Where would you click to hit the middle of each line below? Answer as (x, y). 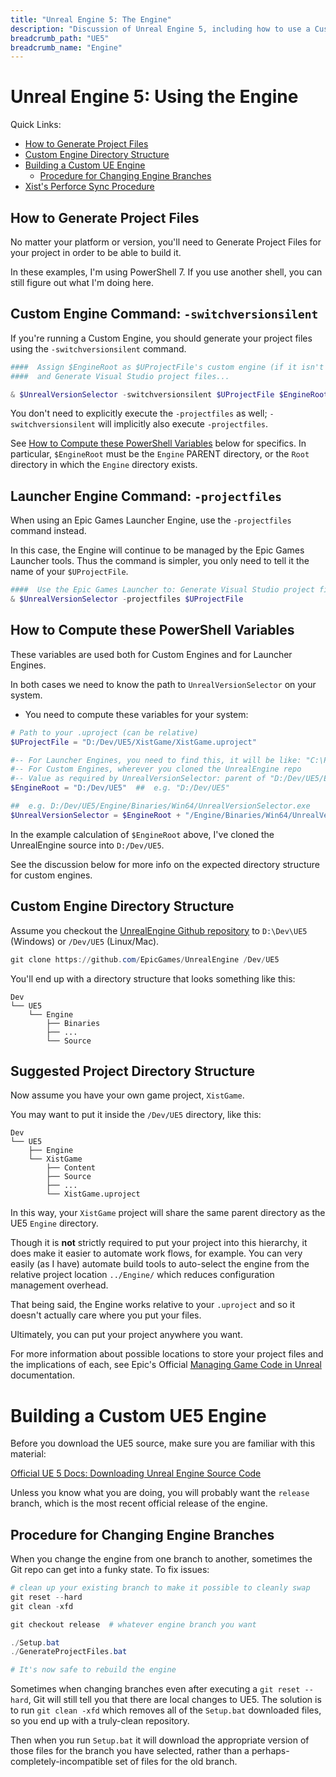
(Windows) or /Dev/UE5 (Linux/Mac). (85, 941)
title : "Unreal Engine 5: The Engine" (91, 19)
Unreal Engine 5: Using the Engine (154, 97)
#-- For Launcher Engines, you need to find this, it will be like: (156, 760)
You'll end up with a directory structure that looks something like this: (153, 978)
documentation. (43, 1375)
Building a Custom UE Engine (85, 165)
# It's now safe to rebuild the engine (93, 1670)
